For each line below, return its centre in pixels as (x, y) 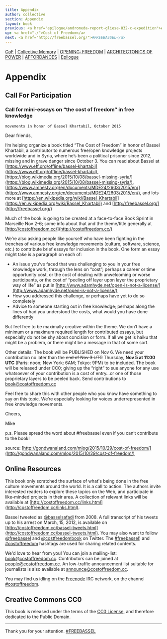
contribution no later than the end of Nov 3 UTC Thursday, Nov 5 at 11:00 (80, 357)
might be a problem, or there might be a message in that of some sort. (77, 342)
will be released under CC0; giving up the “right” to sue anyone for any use (82, 368)
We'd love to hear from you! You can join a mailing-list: (61, 553)
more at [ (14, 198)
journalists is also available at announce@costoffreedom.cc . (67, 569)
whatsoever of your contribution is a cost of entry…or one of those (73, 373)
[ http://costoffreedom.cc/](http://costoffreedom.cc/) (59, 229)
